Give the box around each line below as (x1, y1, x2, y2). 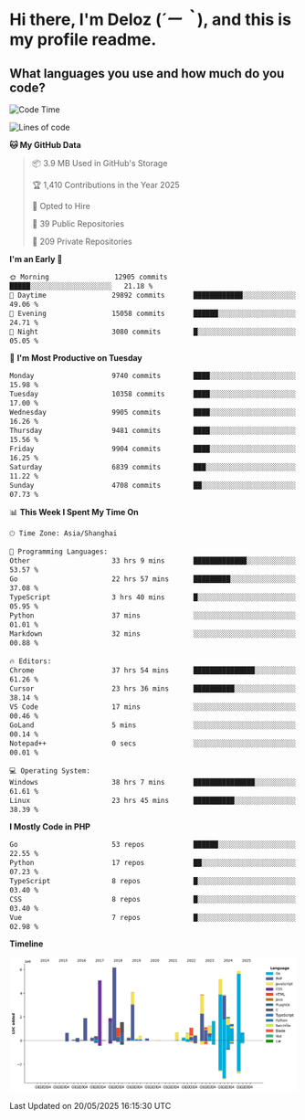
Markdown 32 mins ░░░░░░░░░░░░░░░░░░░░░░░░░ (9, 629, 297, 639)
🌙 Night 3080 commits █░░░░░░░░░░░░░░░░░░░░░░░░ (9, 327, 297, 336)
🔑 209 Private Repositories (31, 236, 132, 247)
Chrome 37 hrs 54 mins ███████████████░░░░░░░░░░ (9, 666, 297, 675)
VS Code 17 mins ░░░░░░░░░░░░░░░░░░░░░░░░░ (9, 703, 297, 712)
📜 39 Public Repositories (31, 218, 125, 229)
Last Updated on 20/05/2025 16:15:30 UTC (9, 1100, 172, 1111)
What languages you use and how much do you (9, 66, 285, 81)
